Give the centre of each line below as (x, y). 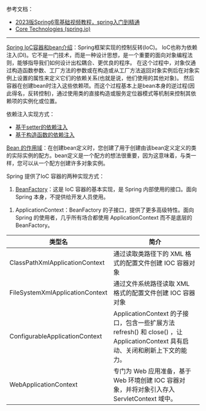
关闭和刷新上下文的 (153, 350)
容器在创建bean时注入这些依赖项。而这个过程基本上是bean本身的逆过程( (98, 86)
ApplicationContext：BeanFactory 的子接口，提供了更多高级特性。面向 (105, 210)
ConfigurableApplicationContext (56, 336)
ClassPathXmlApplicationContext (57, 263)
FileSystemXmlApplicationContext (59, 292)
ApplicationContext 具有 (148, 341)
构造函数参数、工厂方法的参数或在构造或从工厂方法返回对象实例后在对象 (103, 70)
